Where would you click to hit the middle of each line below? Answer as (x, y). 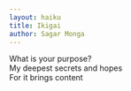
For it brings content (46, 78)
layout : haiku (35, 17)
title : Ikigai (35, 26)
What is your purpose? (50, 59)
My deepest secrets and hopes (66, 68)
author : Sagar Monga (47, 34)
